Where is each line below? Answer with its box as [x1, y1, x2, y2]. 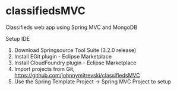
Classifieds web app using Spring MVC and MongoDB [5, 24, 138, 31]
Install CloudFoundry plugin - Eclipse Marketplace [14, 59, 137, 66]
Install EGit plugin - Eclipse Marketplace [14, 53, 112, 60]
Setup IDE [5, 35, 30, 42]
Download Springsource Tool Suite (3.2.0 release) [14, 46, 137, 54]
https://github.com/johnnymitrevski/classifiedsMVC [14, 71, 140, 79]
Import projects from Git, [14, 65, 75, 72]
